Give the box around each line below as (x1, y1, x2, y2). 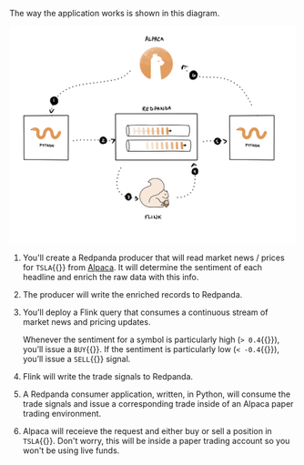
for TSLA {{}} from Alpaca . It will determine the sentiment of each (22, 262, 262, 273)
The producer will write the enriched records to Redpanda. (22, 289, 243, 300)
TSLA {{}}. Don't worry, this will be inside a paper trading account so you (22, 436, 290, 447)
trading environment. (22, 409, 102, 420)
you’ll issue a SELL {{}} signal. (22, 354, 131, 365)
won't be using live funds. (22, 445, 120, 456)
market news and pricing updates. (22, 317, 151, 328)
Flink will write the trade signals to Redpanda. (22, 371, 194, 382)
